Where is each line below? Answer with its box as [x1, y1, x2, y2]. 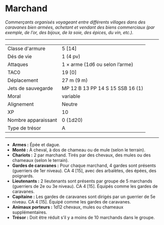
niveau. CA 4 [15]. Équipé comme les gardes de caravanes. [12, 199, 131, 204]
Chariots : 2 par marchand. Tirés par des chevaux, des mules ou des [12, 152, 151, 158]
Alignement [7, 101, 34, 108]
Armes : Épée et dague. [12, 141, 61, 147]
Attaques [7, 61, 28, 67]
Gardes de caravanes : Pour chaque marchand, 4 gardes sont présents [12, 162, 156, 168]
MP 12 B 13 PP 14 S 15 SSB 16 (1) [61, 85, 143, 91]
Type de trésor [7, 124, 41, 131]
